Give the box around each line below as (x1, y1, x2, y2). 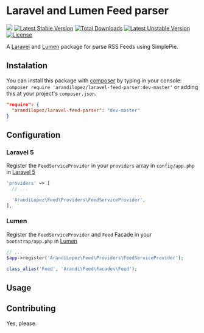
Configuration (6, 129, 61, 140)
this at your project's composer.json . (6, 90, 97, 97)
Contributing (6, 303, 56, 314)
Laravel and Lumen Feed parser (6, 4, 169, 18)
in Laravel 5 (6, 168, 35, 176)
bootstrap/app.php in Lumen (6, 237, 78, 245)
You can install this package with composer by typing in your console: (6, 77, 182, 84)
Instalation (6, 60, 47, 71)
